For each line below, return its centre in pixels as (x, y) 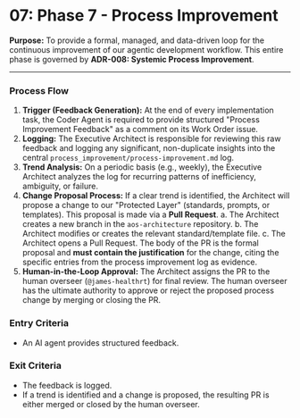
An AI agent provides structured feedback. (100, 343)
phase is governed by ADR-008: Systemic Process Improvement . (132, 59)
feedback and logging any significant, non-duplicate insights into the (149, 148)
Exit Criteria (36, 365)
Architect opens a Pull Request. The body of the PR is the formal (140, 243)
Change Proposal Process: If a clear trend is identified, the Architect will (156, 196)
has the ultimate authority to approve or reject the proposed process (148, 290)
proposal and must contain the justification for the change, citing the (150, 253)
